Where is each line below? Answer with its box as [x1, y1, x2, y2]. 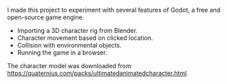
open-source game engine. [7, 13, 85, 21]
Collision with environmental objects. [17, 41, 122, 49]
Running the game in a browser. [17, 48, 108, 56]
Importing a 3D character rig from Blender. [17, 27, 138, 34]
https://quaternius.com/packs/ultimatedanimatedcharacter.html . [7, 69, 188, 77]
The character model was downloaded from [7, 62, 132, 70]
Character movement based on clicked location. [17, 34, 153, 42]
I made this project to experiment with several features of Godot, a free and [7, 6, 221, 14]
